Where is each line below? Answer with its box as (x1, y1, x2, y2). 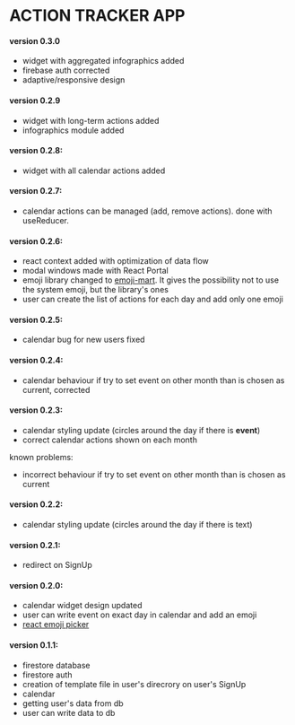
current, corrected (22, 384, 91, 395)
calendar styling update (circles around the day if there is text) (22, 520, 253, 530)
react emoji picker (22, 619, 90, 630)
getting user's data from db (22, 697, 124, 709)
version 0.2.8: (9, 145, 64, 156)
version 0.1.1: (9, 640, 59, 651)
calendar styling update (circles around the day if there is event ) (22, 424, 261, 435)
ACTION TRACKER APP (9, 5, 186, 26)
